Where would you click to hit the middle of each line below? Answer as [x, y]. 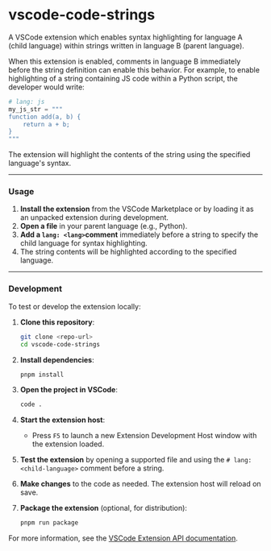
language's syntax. [40, 164]
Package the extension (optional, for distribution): [104, 508]
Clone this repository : [57, 322]
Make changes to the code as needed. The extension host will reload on [140, 484]
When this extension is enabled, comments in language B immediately [125, 61]
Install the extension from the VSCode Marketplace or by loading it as [137, 209]
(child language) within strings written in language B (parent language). [126, 45]
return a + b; [46, 124]
